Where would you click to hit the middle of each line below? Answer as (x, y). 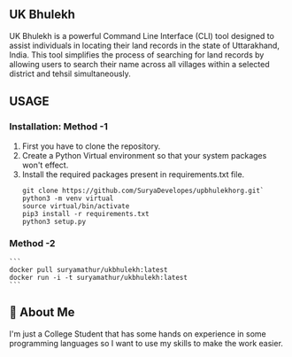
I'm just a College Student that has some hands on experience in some (138, 334)
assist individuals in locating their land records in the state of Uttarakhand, (145, 45)
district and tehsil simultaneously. (70, 74)
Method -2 (32, 244)
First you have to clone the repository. (91, 146)
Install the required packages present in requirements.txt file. (133, 174)
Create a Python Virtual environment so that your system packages (144, 155)
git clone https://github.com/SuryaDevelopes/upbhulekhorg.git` (143, 190)
